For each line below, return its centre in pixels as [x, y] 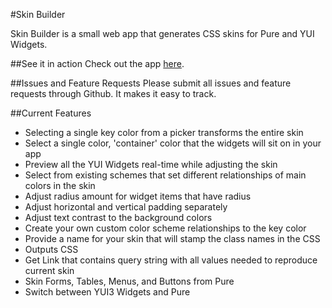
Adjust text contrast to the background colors [118, 217]
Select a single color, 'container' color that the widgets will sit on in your [173, 143]
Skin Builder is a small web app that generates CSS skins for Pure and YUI [162, 33]
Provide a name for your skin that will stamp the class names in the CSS [172, 238]
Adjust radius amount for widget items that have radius [138, 196]
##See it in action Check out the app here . [97, 63]
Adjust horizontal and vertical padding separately [126, 207]
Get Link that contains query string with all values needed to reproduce [171, 260]
